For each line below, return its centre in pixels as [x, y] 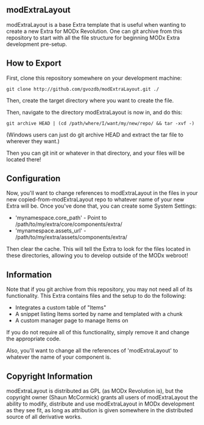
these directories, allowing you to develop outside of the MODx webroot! [97, 256]
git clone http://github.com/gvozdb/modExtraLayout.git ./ [83, 89]
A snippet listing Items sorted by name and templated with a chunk [99, 314]
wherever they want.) [33, 141]
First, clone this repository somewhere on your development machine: [94, 78]
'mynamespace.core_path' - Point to [61, 218]
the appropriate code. [33, 339]
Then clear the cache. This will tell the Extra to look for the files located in [98, 249]
